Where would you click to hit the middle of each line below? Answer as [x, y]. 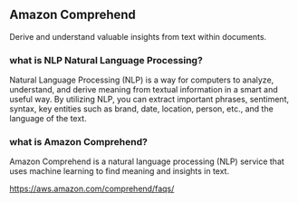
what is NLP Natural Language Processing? [106, 60]
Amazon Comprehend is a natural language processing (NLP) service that [147, 161]
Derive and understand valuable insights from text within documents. [138, 36]
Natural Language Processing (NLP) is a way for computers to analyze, [142, 80]
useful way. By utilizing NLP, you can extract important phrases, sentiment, [149, 100]
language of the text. [48, 119]
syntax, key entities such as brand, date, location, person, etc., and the [141, 109]
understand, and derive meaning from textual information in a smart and [144, 90]
